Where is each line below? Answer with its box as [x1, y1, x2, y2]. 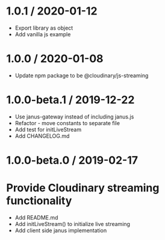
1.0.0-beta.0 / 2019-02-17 [6, 154, 139, 167]
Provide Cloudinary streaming [6, 181, 160, 195]
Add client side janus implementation [14, 227, 107, 234]
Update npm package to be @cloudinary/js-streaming [14, 71, 149, 79]
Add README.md [14, 213, 58, 221]
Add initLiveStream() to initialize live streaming [14, 220, 131, 227]
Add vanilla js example [14, 30, 71, 37]
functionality [6, 194, 72, 208]
